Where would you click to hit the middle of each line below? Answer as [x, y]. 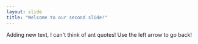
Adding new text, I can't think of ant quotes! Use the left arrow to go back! [99, 34]
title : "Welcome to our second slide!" [57, 17]
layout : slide [24, 12]
